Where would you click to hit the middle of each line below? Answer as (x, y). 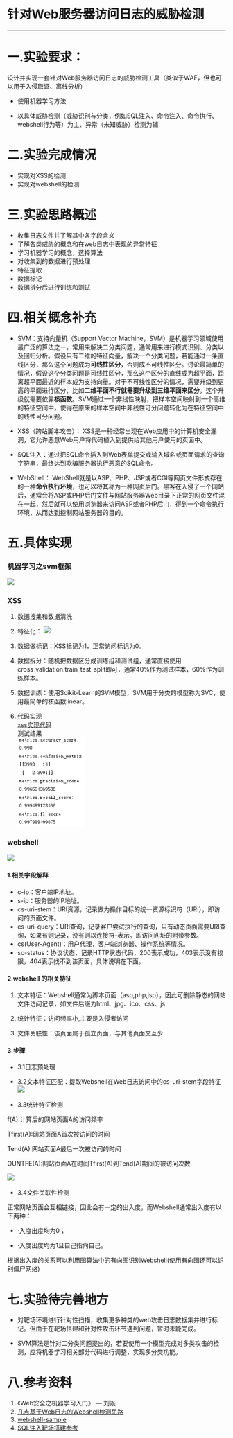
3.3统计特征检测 (40, 1105)
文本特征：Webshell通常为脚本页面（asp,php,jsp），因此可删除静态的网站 (121, 995)
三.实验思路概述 (52, 215)
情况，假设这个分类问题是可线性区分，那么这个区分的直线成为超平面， (118, 373)
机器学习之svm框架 (40, 566)
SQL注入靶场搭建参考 (48, 1428)
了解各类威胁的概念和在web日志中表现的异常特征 (87, 244)
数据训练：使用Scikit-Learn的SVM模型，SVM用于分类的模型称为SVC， (118, 693)
